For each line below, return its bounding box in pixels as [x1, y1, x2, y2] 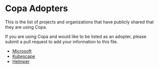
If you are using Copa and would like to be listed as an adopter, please [5, 34, 147, 39]
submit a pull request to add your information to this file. [5, 38, 118, 44]
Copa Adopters [5, 3, 68, 14]
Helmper [12, 58, 30, 64]
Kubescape [12, 53, 35, 59]
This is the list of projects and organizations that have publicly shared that [5, 19, 154, 25]
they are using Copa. [5, 24, 47, 30]
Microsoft [12, 48, 32, 54]
